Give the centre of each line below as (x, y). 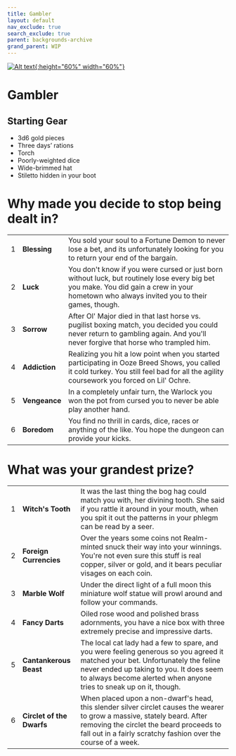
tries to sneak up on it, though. (131, 686)
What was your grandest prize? (101, 470)
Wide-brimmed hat (45, 168)
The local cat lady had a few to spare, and (149, 643)
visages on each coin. (117, 573)
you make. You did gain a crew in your (131, 287)
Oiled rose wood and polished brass (140, 614)
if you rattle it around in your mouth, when (150, 509)
